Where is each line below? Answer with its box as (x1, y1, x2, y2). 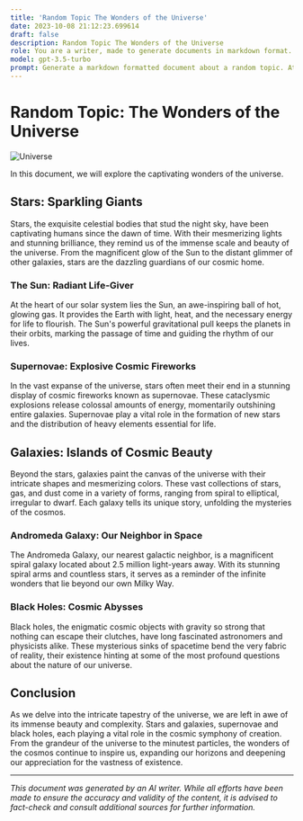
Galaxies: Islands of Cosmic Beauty (10, 444, 213, 460)
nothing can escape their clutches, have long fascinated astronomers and (10, 630, 283, 641)
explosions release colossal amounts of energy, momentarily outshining (10, 399, 276, 410)
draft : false (10, 30, 59, 39)
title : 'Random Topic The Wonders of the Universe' (10, 13, 208, 22)
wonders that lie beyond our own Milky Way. (10, 578, 174, 589)
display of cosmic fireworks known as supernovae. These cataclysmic (10, 390, 271, 401)
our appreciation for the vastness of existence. (10, 757, 183, 768)
